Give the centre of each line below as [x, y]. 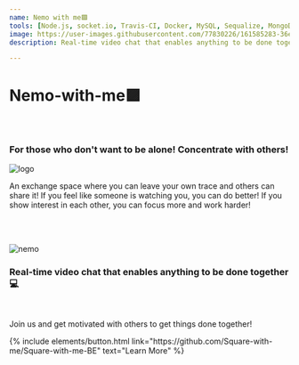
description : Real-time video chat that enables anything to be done [141, 42]
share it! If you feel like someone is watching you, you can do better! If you [146, 196]
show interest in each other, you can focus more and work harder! [130, 205]
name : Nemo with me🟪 [48, 17]
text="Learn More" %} [143, 350]
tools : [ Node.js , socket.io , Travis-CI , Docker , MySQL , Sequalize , [137, 26]
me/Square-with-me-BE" [55, 350]
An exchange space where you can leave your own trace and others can [142, 186]
